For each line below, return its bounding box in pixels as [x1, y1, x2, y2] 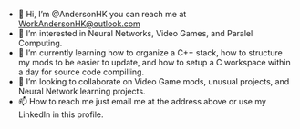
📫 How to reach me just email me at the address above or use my [17, 96, 267, 106]
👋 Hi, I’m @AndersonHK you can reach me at [17, 9, 187, 19]
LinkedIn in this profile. [17, 109, 104, 120]
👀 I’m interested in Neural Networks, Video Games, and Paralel [17, 28, 253, 38]
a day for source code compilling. [17, 66, 144, 77]
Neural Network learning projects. [17, 86, 146, 96]
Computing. [17, 37, 63, 48]
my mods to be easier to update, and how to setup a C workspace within [17, 57, 291, 67]
